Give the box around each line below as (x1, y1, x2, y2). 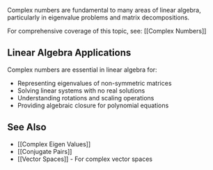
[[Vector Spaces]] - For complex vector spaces (17, 155, 153, 163)
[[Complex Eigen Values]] (17, 139, 91, 148)
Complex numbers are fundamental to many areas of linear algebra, (7, 6, 201, 14)
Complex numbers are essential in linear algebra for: (7, 65, 158, 74)
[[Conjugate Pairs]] (17, 147, 72, 155)
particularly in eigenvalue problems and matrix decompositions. (7, 13, 190, 22)
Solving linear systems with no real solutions (17, 86, 145, 95)
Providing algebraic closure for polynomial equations (17, 101, 169, 109)
